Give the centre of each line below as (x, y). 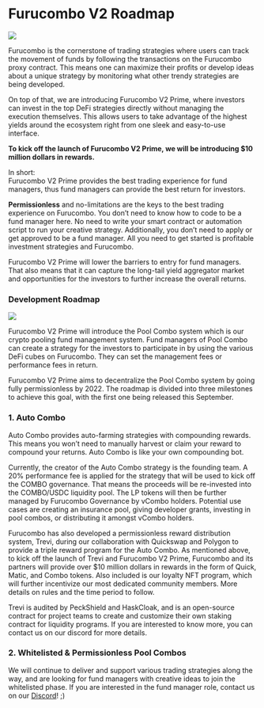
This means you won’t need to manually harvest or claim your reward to (125, 443)
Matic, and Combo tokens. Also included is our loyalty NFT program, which (130, 575)
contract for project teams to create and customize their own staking (120, 615)
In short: (22, 172)
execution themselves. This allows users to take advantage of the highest (128, 116)
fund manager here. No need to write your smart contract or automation (125, 221)
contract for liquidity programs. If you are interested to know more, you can (130, 624)
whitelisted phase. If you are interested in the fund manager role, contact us (132, 687)
